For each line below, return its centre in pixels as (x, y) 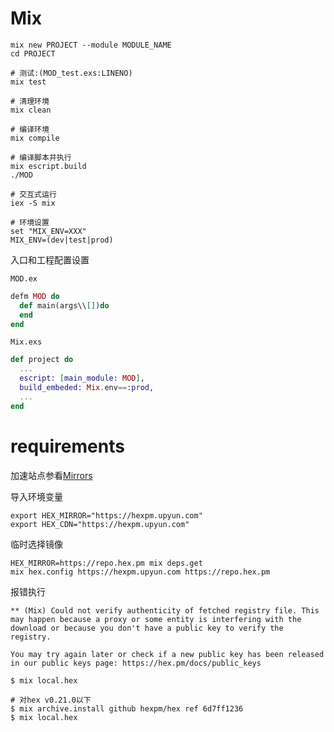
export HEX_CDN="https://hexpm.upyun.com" (100, 524)
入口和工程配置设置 (50, 259)
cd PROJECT (33, 53)
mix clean (31, 110)
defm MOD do (35, 296)
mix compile (35, 138)
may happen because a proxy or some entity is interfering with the (156, 619)
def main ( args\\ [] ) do (64, 305)
